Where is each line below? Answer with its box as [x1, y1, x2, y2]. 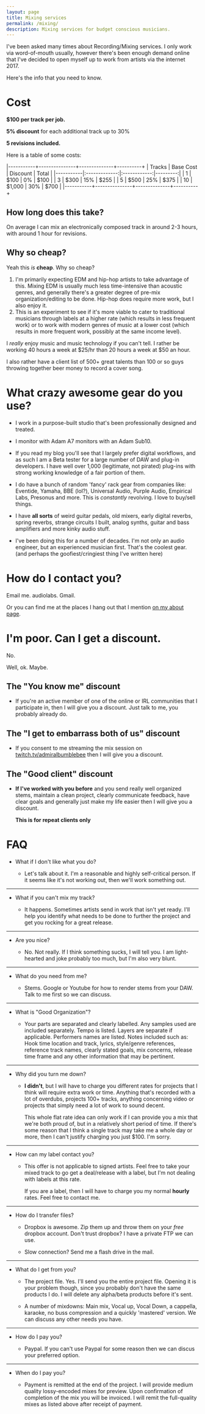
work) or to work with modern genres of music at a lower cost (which [15, 321, 189, 328]
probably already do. [15, 711, 68, 718]
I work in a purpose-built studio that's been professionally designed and [15, 419, 196, 426]
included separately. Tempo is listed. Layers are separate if [24, 1027, 173, 1034]
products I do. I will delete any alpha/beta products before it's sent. [24, 1291, 193, 1298]
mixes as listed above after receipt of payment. [24, 1401, 143, 1408]
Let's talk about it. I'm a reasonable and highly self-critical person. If [24, 870, 196, 877]
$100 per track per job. [6, 116, 66, 123]
